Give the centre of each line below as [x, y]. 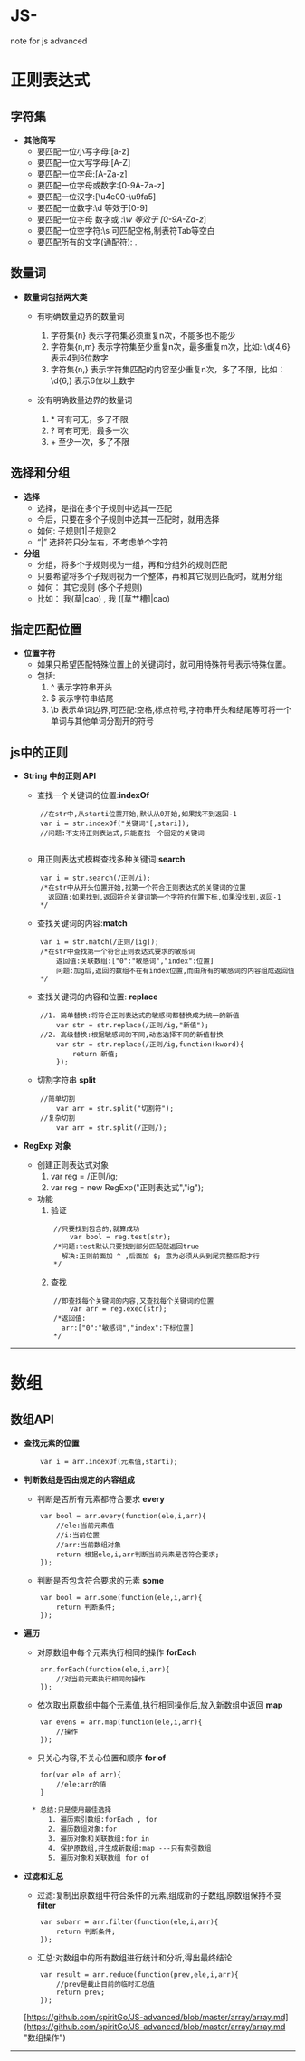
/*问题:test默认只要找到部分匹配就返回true [127, 1247]
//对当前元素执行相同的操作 [101, 1680]
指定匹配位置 [46, 629]
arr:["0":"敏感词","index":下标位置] [128, 1328]
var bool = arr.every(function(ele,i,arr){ [123, 1517]
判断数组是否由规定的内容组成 [79, 1480]
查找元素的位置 [51, 1443]
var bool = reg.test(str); [120, 1238]
